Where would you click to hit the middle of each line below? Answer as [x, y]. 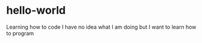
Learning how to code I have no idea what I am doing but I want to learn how [101, 27]
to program [20, 33]
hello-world [36, 10]
